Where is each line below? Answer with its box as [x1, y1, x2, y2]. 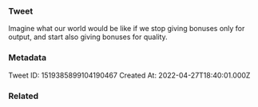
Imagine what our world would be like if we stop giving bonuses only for [8, 24, 245, 34]
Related [8, 90, 39, 101]
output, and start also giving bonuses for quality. [8, 32, 168, 42]
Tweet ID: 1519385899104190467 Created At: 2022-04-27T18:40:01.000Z [8, 70, 251, 80]
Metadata [8, 52, 46, 63]
